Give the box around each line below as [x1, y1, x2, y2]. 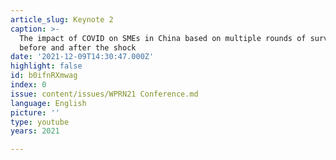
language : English [10, 98, 87, 108]
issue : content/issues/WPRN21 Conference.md [10, 89, 199, 99]
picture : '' [10, 107, 60, 118]
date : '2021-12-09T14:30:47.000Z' [10, 52, 155, 62]
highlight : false [10, 61, 83, 71]
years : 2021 [10, 126, 60, 136]
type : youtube [10, 117, 70, 127]
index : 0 [10, 80, 47, 90]
